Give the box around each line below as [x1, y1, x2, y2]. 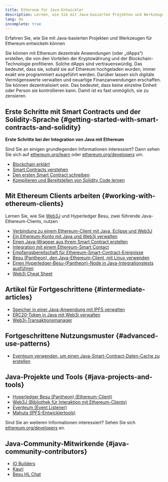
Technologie [5, 61, 31, 67]
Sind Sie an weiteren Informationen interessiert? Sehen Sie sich [5, 420, 136, 426]
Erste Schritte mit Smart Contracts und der [5, 107, 141, 116]
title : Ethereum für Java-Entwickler [5, 7, 84, 13]
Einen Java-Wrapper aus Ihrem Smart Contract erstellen [12, 238, 128, 245]
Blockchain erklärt [12, 161, 50, 167]
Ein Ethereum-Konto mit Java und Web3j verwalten [12, 233, 117, 239]
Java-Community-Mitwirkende [5, 439, 104, 448]
